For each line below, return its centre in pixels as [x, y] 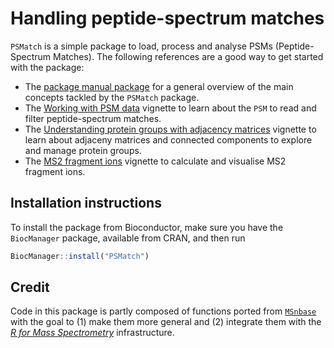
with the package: [47, 67]
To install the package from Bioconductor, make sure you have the [147, 227]
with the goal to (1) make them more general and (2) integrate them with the [166, 322]
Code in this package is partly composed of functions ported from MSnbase [163, 311]
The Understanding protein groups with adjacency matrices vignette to [170, 129]
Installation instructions [86, 203]
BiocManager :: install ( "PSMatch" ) [80, 256]
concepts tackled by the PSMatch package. [112, 97]
